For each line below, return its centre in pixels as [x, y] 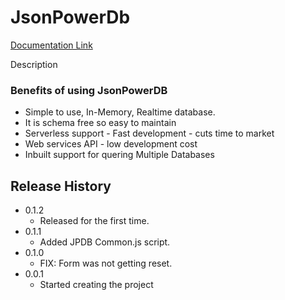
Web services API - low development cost [111, 144]
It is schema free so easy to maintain [100, 123]
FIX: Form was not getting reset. [106, 263]
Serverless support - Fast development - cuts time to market [149, 133]
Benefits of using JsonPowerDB [89, 90]
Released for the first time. [94, 221]
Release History [61, 186]
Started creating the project [96, 285]
